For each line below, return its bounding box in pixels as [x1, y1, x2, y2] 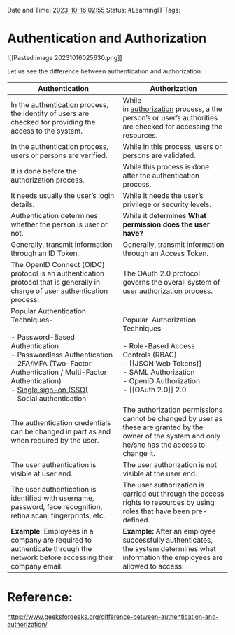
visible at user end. [10, 469, 73, 478]
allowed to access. [122, 561, 184, 571]
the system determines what [122, 543, 217, 553]
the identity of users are [10, 108, 90, 118]
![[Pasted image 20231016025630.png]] [7, 53, 122, 62]
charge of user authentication [10, 286, 108, 296]
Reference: [7, 590, 73, 606]
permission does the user [122, 220, 211, 229]
